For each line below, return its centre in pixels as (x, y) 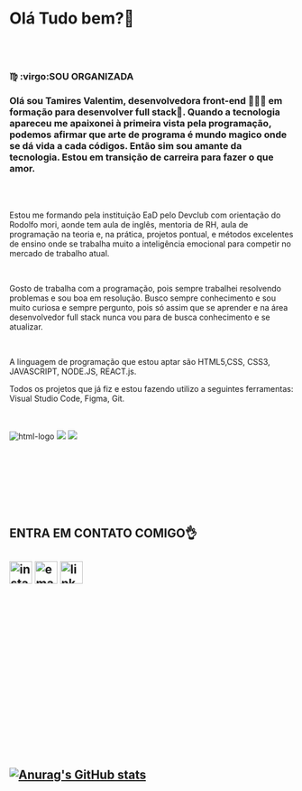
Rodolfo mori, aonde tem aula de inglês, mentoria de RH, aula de (129, 225)
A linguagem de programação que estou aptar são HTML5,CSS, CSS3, (140, 362)
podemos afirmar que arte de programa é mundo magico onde (148, 135)
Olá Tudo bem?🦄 (72, 19)
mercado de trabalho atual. (59, 254)
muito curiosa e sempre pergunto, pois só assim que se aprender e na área (149, 308)
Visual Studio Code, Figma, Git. (67, 399)
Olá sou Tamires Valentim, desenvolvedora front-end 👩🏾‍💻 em (146, 100)
